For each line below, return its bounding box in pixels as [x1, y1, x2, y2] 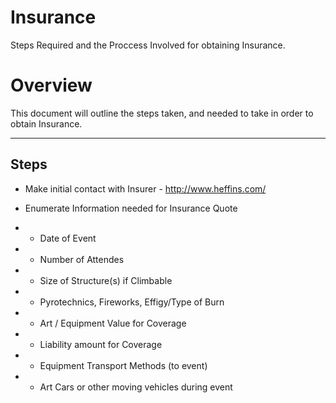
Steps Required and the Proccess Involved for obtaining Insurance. [10, 39, 286, 51]
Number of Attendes [39, 253, 125, 265]
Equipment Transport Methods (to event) [39, 359, 208, 371]
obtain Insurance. [10, 117, 83, 130]
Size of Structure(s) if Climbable [39, 274, 173, 286]
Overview [10, 74, 93, 97]
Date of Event [39, 232, 97, 244]
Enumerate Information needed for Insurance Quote [24, 202, 238, 214]
